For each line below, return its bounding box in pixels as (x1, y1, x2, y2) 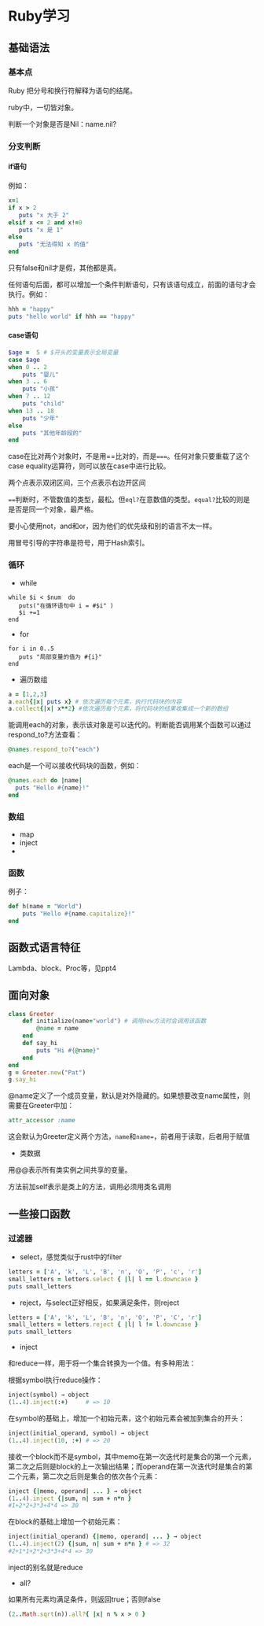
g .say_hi (8, 1076, 37, 1084)
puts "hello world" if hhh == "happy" (8, 312, 135, 320)
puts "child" (22, 400, 65, 408)
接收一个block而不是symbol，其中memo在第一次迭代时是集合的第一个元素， (8, 1451, 256, 1461)
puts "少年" (22, 414, 59, 422)
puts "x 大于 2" (18, 211, 70, 219)
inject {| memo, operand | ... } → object (8, 1487, 143, 1495)
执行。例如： (8, 290, 49, 299)
